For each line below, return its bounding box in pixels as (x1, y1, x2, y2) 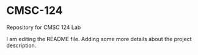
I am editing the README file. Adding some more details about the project (6, 35, 192, 42)
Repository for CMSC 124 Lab (6, 24, 81, 31)
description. (6, 42, 37, 49)
